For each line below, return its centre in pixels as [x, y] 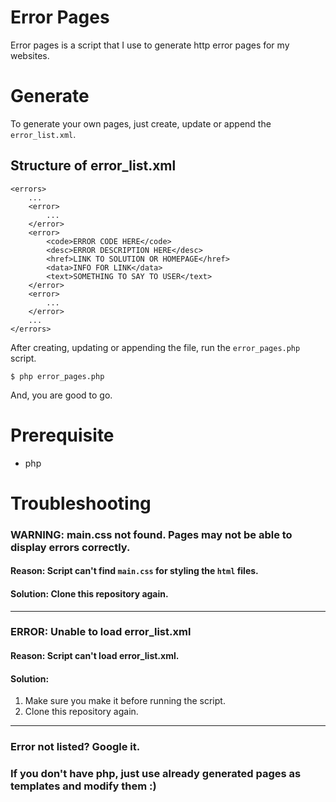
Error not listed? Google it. [75, 747]
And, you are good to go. [61, 395]
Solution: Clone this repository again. [89, 593]
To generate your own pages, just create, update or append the [141, 123]
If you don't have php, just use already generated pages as [156, 774]
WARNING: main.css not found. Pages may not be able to [151, 534]
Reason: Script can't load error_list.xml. [95, 656]
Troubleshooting [81, 503]
